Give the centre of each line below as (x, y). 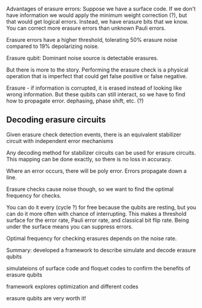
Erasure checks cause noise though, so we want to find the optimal (90, 189)
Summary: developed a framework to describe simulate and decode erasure (101, 250)
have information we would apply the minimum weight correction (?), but (97, 15)
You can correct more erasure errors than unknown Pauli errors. (86, 28)
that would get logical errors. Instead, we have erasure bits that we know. (97, 22)
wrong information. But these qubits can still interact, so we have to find (96, 94)
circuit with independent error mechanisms (60, 141)
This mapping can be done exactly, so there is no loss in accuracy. (89, 159)
